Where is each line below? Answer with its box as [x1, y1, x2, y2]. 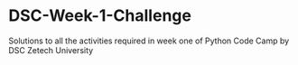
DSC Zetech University [8, 44, 94, 55]
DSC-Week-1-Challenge [8, 5, 191, 26]
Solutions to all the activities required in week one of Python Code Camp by [8, 35, 290, 46]
